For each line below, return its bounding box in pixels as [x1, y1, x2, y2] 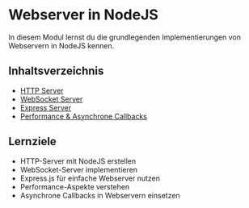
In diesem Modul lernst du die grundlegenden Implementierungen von [8, 32, 241, 42]
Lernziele [8, 135, 57, 148]
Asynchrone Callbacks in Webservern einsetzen [19, 190, 180, 200]
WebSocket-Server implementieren [19, 164, 137, 174]
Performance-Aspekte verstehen [19, 181, 130, 191]
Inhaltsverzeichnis [8, 64, 104, 78]
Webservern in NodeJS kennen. [8, 40, 115, 50]
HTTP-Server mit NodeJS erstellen [19, 156, 137, 166]
